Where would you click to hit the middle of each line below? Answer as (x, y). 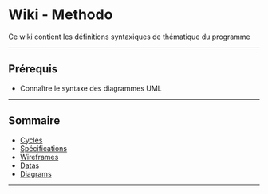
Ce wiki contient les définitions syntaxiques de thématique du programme (129, 37)
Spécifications (43, 148)
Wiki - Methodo (61, 15)
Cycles (31, 140)
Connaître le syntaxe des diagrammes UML (91, 88)
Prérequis (33, 69)
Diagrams (35, 173)
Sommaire (34, 121)
